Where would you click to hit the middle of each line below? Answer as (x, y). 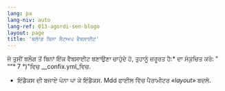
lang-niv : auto (29, 20)
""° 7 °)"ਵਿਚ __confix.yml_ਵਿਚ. (49, 67)
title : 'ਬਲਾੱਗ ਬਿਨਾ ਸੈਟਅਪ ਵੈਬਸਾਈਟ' (53, 39)
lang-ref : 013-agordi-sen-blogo (53, 26)
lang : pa (20, 13)
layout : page (26, 33)
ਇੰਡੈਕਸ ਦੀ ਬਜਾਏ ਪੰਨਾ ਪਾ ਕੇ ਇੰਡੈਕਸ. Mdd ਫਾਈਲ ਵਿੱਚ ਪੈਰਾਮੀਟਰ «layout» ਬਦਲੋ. (114, 81)
